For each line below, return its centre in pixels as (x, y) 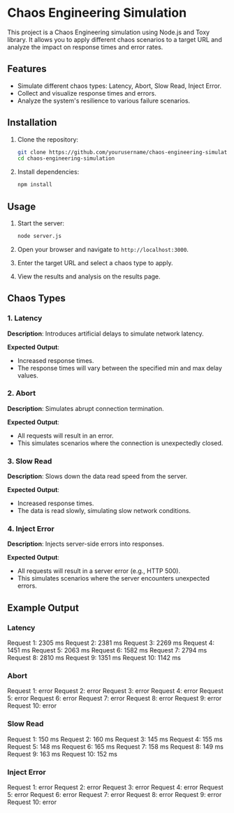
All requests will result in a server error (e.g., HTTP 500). (98, 571)
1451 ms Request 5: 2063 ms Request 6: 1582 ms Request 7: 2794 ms (107, 650)
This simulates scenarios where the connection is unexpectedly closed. (120, 443)
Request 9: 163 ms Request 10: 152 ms (62, 754)
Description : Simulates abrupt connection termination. (86, 408)
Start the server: (41, 223)
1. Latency (25, 318)
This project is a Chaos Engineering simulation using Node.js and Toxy (109, 32)
